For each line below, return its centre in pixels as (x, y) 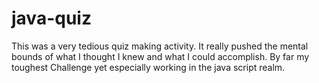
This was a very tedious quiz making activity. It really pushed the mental (160, 46)
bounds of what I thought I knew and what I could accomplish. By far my (160, 56)
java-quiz (51, 18)
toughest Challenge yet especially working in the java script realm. (148, 67)
